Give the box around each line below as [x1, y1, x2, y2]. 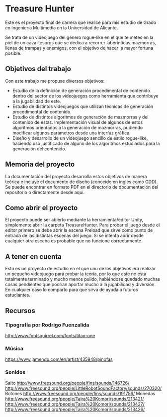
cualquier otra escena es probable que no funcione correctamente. [5, 238, 143, 244]
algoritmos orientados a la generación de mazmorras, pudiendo [12, 124, 143, 130]
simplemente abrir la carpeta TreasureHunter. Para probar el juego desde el [5, 222, 160, 228]
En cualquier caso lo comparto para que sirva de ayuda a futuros [5, 287, 138, 293]
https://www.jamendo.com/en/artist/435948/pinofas [5, 356, 113, 362]
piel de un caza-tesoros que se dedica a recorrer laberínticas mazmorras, [5, 39, 157, 45]
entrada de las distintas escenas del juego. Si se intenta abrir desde [5, 232, 144, 239]
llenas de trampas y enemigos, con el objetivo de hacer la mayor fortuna [5, 45, 153, 51]
